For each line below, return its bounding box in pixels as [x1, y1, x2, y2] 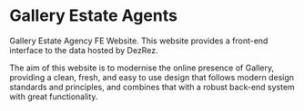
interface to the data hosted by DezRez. [9, 44, 158, 55]
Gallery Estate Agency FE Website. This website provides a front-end [9, 35, 269, 46]
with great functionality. [9, 91, 98, 102]
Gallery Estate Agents [9, 5, 177, 26]
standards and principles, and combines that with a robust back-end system [9, 81, 296, 92]
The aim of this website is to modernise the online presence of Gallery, [9, 62, 275, 73]
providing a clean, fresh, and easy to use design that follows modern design [9, 71, 294, 82]
